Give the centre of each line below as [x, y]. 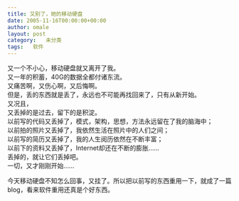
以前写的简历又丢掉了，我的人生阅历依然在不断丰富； [85, 139]
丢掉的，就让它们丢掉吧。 [45, 157]
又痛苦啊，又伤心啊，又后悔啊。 [54, 86]
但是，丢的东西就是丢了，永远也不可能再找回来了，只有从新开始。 [104, 94]
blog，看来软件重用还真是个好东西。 [60, 190]
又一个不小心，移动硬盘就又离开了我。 [63, 68]
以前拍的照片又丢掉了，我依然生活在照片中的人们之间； [88, 130]
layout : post [27, 34]
